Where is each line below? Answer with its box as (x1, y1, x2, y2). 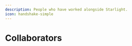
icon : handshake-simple (5, 12, 54, 16)
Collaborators (5, 32, 62, 44)
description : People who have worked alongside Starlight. (5, 7, 128, 12)
